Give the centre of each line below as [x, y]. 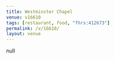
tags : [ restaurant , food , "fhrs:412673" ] [58, 23]
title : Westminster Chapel [39, 12]
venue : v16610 [24, 17]
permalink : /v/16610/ [33, 28]
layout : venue [24, 34]
